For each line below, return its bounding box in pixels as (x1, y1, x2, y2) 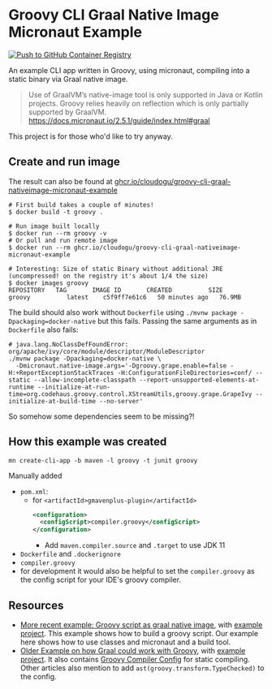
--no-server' (98, 397, 144, 405)
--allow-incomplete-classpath (33, 376, 136, 384)
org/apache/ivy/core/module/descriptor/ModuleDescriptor (8, 347, 205, 355)
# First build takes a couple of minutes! (8, 200, 154, 209)
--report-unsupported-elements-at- (139, 376, 260, 384)
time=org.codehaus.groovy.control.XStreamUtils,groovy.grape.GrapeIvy (8, 390, 253, 398)
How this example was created (8, 435, 167, 449)
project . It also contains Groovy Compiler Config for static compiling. (19, 655, 250, 664)
